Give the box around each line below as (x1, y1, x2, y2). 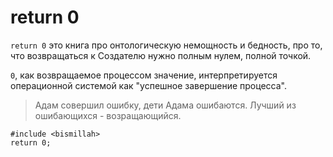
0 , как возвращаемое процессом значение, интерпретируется (10, 69, 278, 81)
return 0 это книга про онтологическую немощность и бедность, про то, (10, 39, 323, 51)
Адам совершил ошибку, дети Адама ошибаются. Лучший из (34, 99, 297, 111)
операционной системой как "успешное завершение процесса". (10, 79, 287, 91)
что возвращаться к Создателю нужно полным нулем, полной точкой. (10, 49, 312, 61)
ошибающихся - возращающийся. (34, 109, 182, 121)
